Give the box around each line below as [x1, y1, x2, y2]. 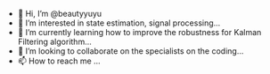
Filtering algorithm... [17, 36, 92, 47]
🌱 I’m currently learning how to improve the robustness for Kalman [17, 27, 262, 37]
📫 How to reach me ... [17, 55, 101, 66]
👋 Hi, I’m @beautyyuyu [17, 9, 102, 18]
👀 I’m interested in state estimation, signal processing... [17, 18, 221, 28]
